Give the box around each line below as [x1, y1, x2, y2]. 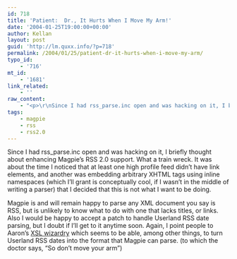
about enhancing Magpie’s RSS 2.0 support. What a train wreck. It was [7, 155, 212, 164]
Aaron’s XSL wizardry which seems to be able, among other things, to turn [7, 229, 224, 237]
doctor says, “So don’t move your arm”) [7, 244, 123, 253]
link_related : [7, 83, 49, 90]
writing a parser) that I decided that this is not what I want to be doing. [7, 185, 212, 194]
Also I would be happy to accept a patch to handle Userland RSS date [7, 214, 209, 222]
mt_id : [7, 69, 27, 76]
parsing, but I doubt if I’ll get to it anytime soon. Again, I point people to [7, 222, 214, 230]
